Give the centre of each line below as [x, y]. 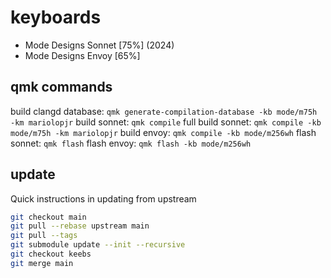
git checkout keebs [51, 254]
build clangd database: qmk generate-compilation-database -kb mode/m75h [164, 111]
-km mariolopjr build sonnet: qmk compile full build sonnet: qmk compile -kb [166, 122]
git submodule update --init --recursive [98, 245]
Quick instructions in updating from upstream [103, 198]
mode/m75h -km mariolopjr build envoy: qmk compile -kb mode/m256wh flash [163, 132]
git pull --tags [44, 236]
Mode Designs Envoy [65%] [82, 55]
